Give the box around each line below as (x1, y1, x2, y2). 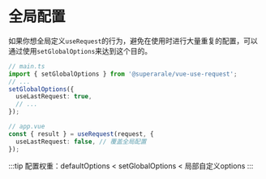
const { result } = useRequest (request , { (8, 129, 154, 138)
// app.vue (8, 123, 45, 131)
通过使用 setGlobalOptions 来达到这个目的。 (8, 46, 152, 55)
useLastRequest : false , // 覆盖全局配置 (15, 138, 147, 146)
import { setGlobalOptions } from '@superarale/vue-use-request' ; (8, 70, 238, 78)
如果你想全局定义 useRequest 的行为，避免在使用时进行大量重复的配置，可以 (8, 36, 258, 46)
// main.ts (8, 62, 45, 70)
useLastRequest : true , (15, 93, 92, 101)
